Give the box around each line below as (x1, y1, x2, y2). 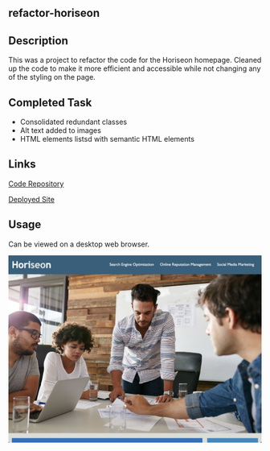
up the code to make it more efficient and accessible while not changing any (8, 64, 261, 73)
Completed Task (8, 96, 92, 110)
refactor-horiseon (8, 6, 100, 20)
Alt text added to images (19, 126, 102, 135)
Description (8, 34, 68, 48)
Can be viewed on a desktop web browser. (8, 239, 150, 249)
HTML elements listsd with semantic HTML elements (19, 134, 195, 144)
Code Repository (8, 179, 64, 188)
